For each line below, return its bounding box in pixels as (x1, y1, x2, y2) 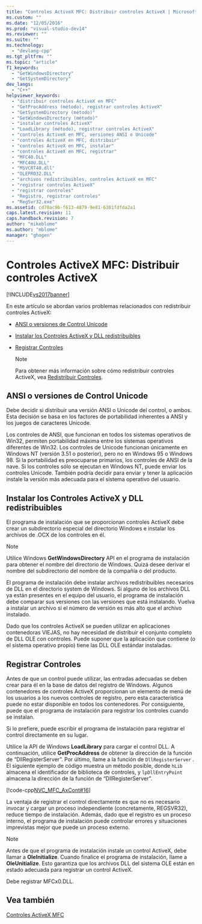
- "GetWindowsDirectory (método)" (11, 115, 98, 121)
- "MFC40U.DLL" (11, 160, 50, 166)
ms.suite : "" (6, 37, 39, 43)
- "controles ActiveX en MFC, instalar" (11, 142, 114, 149)
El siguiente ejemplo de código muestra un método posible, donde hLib (6, 762, 183, 769)
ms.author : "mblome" (6, 226, 58, 233)
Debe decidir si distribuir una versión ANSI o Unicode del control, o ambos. (6, 407, 192, 414)
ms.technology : (6, 43, 44, 49)
